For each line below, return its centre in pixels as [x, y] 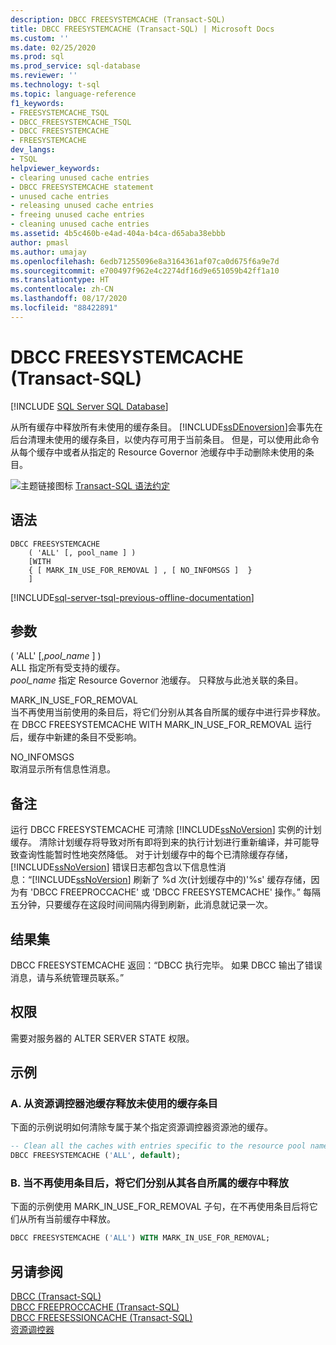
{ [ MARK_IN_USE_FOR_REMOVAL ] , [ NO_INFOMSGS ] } [140, 570]
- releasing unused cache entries [82, 206]
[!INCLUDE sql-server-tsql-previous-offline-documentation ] [132, 597]
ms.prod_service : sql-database [75, 66]
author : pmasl [40, 242]
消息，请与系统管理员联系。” [67, 977]
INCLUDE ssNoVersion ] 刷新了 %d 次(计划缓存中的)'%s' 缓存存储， [174, 880]
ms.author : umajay [48, 252]
